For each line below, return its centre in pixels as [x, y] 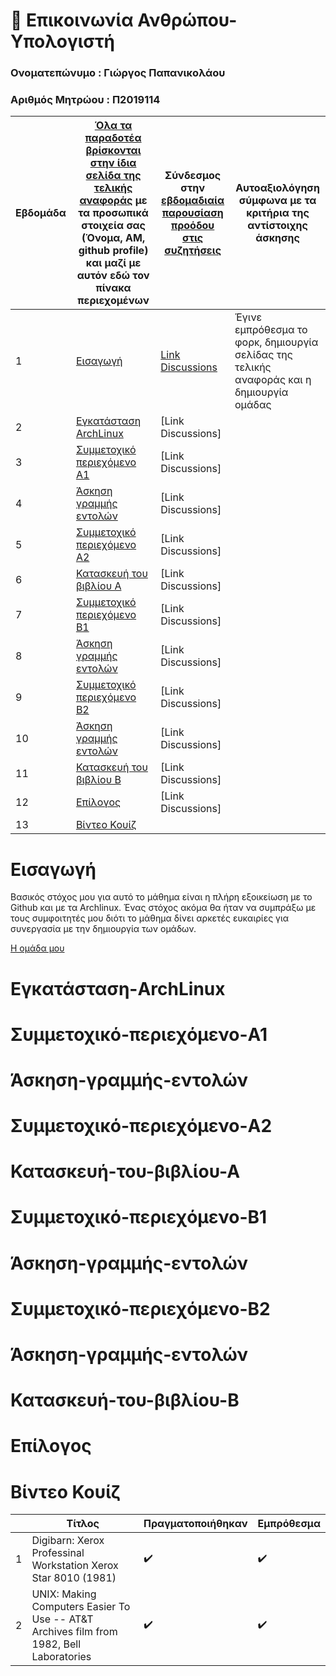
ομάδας [253, 405]
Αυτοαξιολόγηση [277, 188]
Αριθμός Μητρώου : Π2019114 [85, 100]
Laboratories [61, 1657]
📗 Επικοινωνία [72, 20]
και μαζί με [113, 263]
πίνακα [113, 288]
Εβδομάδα [41, 213]
